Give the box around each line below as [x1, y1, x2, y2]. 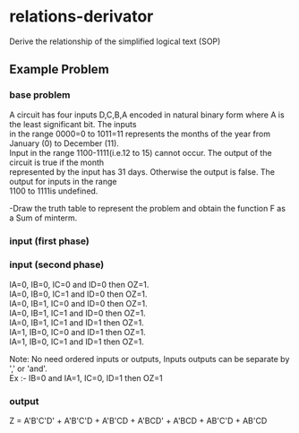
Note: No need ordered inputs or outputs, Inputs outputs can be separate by [9, 353, 290, 364]
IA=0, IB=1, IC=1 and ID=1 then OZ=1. [9, 316, 145, 328]
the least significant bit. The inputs [9, 118, 137, 129]
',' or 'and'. [9, 363, 47, 374]
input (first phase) [9, 235, 90, 247]
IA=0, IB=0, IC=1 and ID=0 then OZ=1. [9, 289, 148, 299]
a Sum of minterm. [9, 212, 78, 223]
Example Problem [9, 62, 109, 77]
